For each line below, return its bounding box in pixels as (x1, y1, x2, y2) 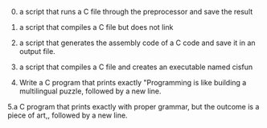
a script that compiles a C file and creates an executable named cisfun (18, 62, 253, 72)
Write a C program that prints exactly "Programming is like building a (18, 78, 247, 87)
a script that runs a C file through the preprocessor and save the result (18, 7, 253, 16)
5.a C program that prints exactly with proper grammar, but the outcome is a (7, 102, 260, 111)
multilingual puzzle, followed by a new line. (18, 86, 162, 96)
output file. (18, 47, 55, 56)
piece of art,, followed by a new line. (7, 110, 128, 120)
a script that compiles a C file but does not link (18, 23, 174, 31)
